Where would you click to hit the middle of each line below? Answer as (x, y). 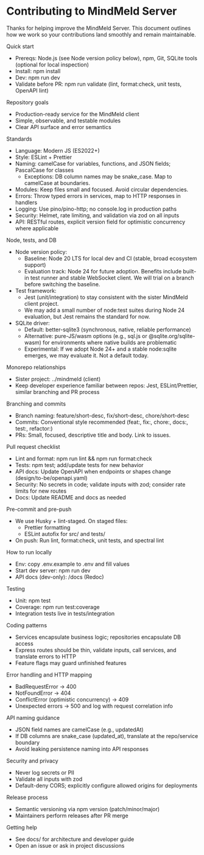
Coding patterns (27, 625)
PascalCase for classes (44, 170)
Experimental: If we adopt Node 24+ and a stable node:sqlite (100, 349)
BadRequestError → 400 (46, 686)
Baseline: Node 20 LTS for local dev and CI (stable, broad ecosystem (111, 258)
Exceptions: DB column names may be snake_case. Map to (98, 176)
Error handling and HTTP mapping (49, 675)
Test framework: (36, 290)
